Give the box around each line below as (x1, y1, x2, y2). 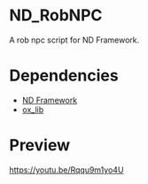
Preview (9, 135, 71, 156)
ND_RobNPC (9, 5, 103, 26)
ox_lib (21, 103, 44, 115)
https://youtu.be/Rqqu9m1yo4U (9, 165, 124, 175)
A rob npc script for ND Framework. (9, 34, 140, 45)
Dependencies (9, 65, 119, 86)
